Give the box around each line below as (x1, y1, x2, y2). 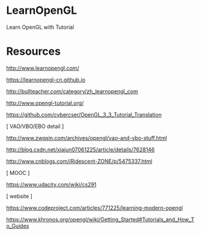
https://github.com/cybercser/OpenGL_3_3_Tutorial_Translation (6, 111, 162, 118)
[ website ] (6, 192, 33, 200)
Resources (6, 44, 61, 58)
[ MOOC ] (6, 169, 30, 176)
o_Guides (6, 222, 29, 229)
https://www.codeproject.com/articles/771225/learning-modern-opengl (6, 204, 183, 211)
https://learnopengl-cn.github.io (6, 76, 86, 83)
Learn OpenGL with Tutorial (6, 23, 74, 31)
